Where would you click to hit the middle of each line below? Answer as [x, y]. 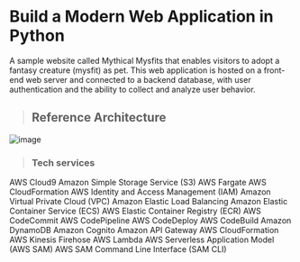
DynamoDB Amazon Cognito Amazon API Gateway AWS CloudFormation [144, 230]
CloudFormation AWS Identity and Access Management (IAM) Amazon [141, 192]
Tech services [63, 162]
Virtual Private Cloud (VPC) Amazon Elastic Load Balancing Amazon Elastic [149, 202]
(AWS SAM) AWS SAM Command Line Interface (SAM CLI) [118, 249]
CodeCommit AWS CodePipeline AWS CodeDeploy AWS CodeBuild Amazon [150, 221]
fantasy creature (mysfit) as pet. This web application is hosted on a [136, 70]
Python [37, 36]
